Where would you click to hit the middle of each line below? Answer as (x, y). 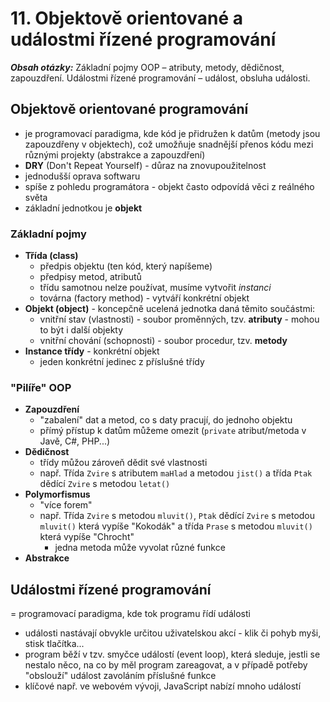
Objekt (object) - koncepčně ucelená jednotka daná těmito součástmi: (170, 309)
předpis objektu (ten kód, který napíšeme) (126, 266)
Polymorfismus (57, 494)
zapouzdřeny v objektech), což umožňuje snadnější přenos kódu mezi (169, 144)
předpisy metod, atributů (90, 277)
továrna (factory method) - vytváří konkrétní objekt (144, 298)
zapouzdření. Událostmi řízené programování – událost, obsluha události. (160, 78)
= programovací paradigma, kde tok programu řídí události (130, 614)
